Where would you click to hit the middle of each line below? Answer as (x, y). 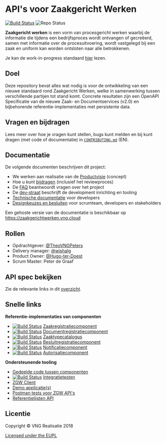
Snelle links (23, 305)
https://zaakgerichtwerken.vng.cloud (43, 218)
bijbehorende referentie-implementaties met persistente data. (68, 107)
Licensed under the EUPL (31, 435)
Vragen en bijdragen (37, 122)
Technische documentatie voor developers (56, 198)
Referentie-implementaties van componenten (53, 316)
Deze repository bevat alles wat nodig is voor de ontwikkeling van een (77, 85)
